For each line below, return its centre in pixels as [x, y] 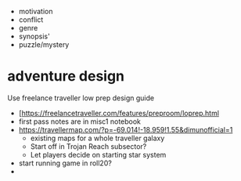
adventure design [66, 76]
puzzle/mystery [44, 45]
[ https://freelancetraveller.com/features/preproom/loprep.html [119, 113]
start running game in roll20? [65, 163]
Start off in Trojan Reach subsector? [88, 146]
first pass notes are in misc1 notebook [80, 121]
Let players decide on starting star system [98, 154]
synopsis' [34, 36]
